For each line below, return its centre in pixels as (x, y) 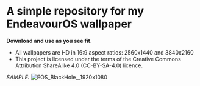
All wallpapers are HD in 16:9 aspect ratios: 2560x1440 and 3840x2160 (104, 52)
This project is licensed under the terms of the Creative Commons (98, 59)
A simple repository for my (75, 11)
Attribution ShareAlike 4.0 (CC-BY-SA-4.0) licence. (79, 65)
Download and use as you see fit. (49, 41)
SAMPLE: (18, 77)
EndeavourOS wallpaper (69, 24)
